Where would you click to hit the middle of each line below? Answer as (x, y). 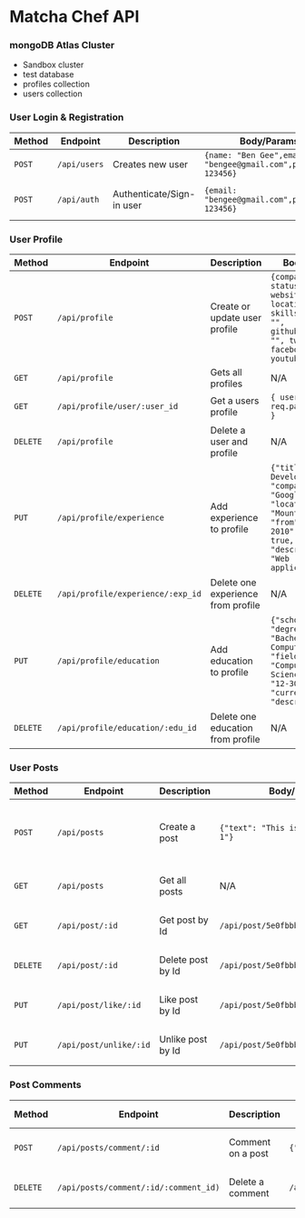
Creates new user (151, 164)
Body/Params (269, 141)
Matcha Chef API (74, 17)
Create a (177, 827)
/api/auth (79, 199)
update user (236, 318)
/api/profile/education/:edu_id (127, 728)
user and (229, 442)
